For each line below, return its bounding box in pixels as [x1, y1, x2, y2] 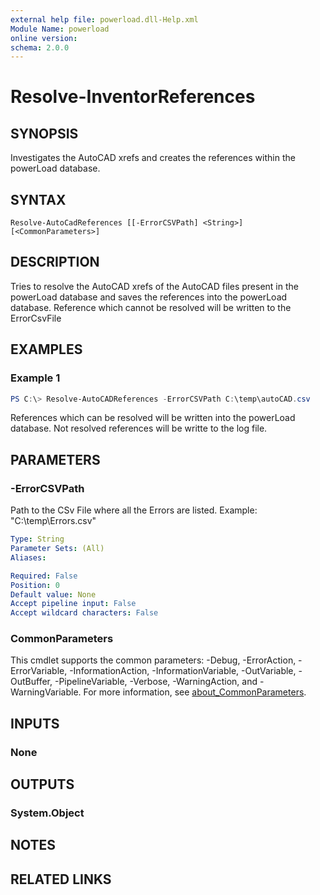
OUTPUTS [10, 776, 75, 793]
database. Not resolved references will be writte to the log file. [10, 422, 268, 435]
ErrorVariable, [10, 665, 68, 677]
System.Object [10, 806, 85, 820]
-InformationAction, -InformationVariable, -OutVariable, [69, 665, 297, 677]
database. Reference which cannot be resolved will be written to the [10, 301, 292, 313]
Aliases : [10, 552, 47, 563]
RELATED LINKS [10, 871, 112, 888]
